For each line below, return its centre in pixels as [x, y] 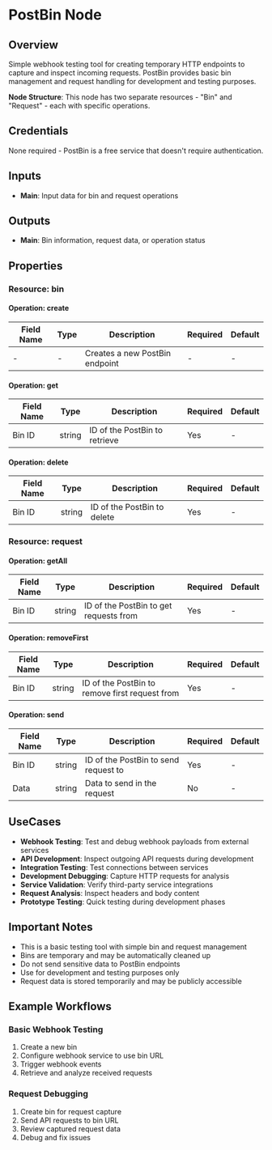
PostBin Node [55, 15]
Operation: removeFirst [49, 638]
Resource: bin [36, 289]
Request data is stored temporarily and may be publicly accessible [131, 981]
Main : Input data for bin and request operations [99, 195]
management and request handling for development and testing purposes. [132, 81]
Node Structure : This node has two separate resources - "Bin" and [120, 97]
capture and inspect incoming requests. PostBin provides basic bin [120, 73]
